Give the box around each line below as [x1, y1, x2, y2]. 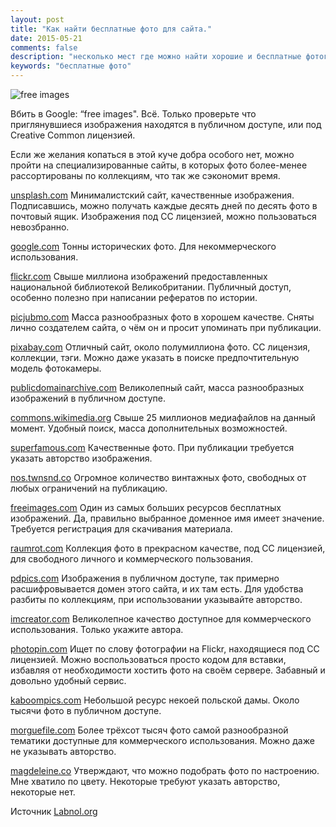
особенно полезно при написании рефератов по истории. [10, 292, 258, 303]
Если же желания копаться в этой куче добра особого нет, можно [10, 149, 295, 160]
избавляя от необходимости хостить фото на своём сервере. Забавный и [10, 664, 326, 676]
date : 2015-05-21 [10, 33, 83, 43]
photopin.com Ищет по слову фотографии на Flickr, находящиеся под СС [10, 643, 320, 655]
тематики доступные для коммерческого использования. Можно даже [10, 735, 315, 746]
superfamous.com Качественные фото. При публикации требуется [10, 442, 295, 453]
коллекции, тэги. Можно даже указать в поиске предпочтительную [10, 352, 300, 363]
